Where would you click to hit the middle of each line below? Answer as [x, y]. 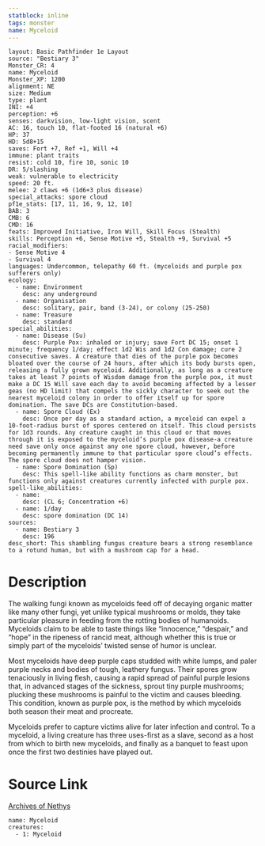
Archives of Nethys [40, 806]
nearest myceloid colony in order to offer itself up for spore [116, 398]
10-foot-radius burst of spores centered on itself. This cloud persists [132, 426]
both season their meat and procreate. [71, 711]
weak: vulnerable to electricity [63, 176]
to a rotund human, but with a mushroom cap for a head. [104, 551]
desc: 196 [39, 537]
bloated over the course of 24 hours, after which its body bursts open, [132, 364]
